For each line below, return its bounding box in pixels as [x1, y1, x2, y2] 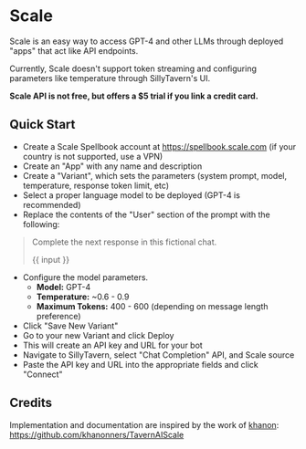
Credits [9, 395, 53, 411]
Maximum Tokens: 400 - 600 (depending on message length [36, 300, 269, 311]
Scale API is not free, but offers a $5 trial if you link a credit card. [9, 90, 259, 101]
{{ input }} [31, 254, 70, 265]
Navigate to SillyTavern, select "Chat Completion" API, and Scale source [22, 349, 295, 360]
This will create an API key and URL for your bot [22, 339, 203, 350]
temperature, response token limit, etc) [22, 180, 169, 191]
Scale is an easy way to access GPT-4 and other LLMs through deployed [9, 36, 284, 47]
